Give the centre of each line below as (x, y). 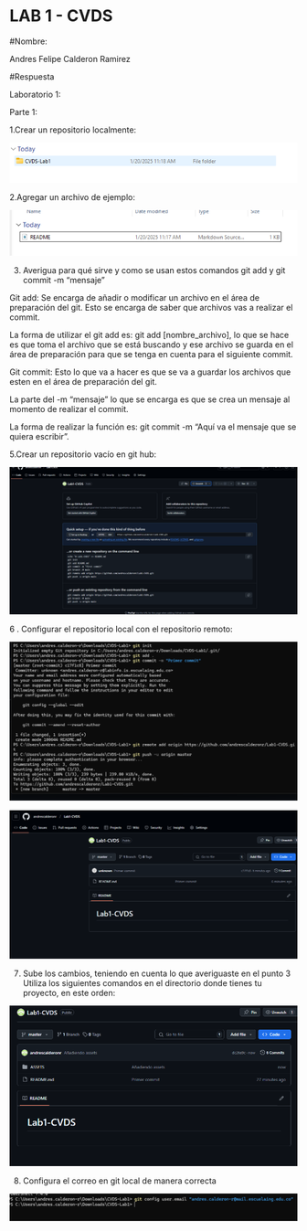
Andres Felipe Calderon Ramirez (70, 58)
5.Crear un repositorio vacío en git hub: (83, 454)
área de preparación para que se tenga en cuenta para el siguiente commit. (152, 355)
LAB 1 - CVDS (61, 16)
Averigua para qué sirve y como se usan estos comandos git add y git (154, 271)
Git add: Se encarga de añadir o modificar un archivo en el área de (135, 298)
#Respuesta (32, 76)
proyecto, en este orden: (69, 993)
